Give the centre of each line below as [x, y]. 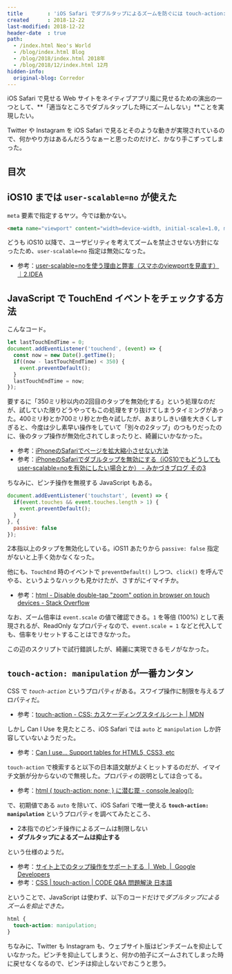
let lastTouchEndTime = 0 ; [46, 342]
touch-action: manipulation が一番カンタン [100, 673]
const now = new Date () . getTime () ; [65, 356]
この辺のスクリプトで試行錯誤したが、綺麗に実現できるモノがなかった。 [110, 649]
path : [15, 39]
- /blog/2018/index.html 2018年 [59, 59]
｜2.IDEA [30, 275]
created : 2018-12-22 [46, 20]
